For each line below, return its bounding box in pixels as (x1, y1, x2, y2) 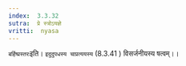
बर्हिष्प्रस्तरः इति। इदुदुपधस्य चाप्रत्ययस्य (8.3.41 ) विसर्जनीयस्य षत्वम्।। (8, 49, 180, 59)
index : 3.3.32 (8, 11, 59, 20)
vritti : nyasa (8, 27, 59, 35)
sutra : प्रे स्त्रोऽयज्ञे (8, 19, 62, 27)
